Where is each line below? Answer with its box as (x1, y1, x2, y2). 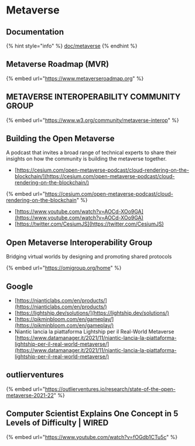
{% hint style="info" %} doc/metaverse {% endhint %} (6, 42, 138, 49)
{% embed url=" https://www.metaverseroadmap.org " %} (6, 74, 144, 82)
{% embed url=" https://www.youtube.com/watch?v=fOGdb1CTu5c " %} (6, 433, 178, 440)
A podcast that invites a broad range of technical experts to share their (6, 149, 177, 156)
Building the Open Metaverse (6, 134, 115, 144)
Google (6, 281, 33, 291)
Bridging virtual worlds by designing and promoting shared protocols (6, 253, 172, 260)
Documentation (6, 27, 64, 37)
